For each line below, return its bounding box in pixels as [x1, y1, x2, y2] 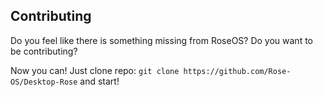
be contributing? [10, 45, 78, 57]
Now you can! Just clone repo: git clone [10, 64, 180, 76]
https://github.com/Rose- [183, 66, 292, 76]
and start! [79, 75, 120, 87]
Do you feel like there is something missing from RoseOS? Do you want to [10, 34, 313, 46]
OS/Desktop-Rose [10, 77, 78, 87]
